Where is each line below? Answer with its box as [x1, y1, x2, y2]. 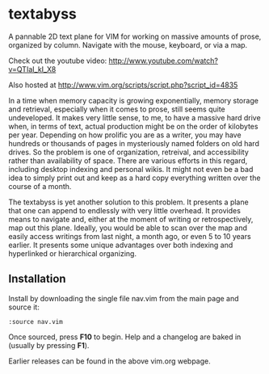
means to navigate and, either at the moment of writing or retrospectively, [8, 214, 254, 224]
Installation [8, 272, 66, 286]
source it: [8, 302, 40, 312]
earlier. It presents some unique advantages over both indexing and [8, 240, 233, 250]
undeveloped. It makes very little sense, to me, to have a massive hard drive [8, 112, 261, 122]
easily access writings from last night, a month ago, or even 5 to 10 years [8, 231, 252, 241]
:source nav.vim [8, 317, 63, 326]
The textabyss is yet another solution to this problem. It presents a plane [8, 197, 249, 207]
